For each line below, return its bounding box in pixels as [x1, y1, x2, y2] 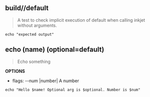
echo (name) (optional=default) [5, 46, 104, 54]
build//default [5, 4, 49, 12]
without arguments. [17, 22, 57, 28]
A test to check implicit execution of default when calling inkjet [17, 17, 145, 23]
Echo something [17, 58, 51, 64]
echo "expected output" [5, 32, 54, 37]
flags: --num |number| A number [12, 78, 79, 84]
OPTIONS [5, 68, 25, 74]
